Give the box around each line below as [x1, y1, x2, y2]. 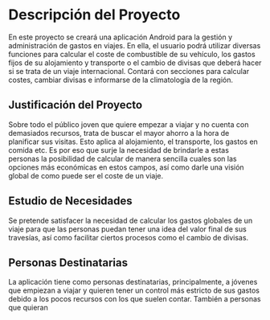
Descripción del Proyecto [8, 6, 181, 24]
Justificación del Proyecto [8, 98, 143, 112]
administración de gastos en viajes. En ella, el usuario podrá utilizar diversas [8, 40, 261, 50]
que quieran [8, 303, 48, 313]
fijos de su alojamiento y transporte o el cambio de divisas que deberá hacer [8, 58, 262, 68]
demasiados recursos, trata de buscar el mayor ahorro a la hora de [8, 128, 230, 137]
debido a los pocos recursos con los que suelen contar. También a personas [8, 294, 261, 304]
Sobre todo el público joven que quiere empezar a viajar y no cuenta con [8, 119, 249, 129]
